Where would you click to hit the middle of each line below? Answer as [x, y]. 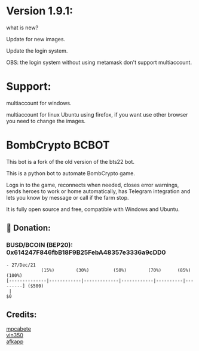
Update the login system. [37, 51]
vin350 [15, 335]
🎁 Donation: [28, 228]
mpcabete [19, 329]
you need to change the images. [46, 121]
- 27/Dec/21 [21, 265]
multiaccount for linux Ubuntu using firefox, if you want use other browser [97, 114]
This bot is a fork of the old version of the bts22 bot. [70, 161]
